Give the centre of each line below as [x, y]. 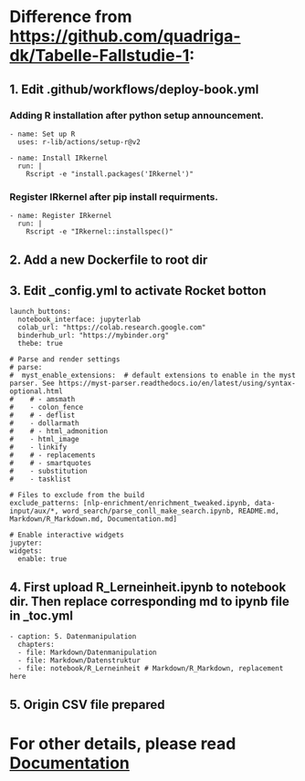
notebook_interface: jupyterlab [79, 320]
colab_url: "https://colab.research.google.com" [112, 328]
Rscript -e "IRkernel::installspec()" [100, 232]
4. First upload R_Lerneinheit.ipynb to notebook [148, 587]
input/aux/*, [34, 511]
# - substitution [49, 472]
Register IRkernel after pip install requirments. [114, 196]
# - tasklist [40, 479]
